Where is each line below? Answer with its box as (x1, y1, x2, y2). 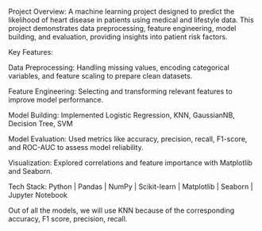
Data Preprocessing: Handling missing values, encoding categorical (8, 63, 230, 72)
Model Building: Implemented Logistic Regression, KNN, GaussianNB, (8, 110, 236, 120)
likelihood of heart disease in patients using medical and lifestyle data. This (8, 15, 254, 25)
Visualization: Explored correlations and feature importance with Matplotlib (8, 158, 252, 167)
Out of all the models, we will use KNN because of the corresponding (8, 206, 235, 215)
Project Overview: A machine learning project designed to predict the (8, 7, 235, 16)
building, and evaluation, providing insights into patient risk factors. (8, 32, 228, 41)
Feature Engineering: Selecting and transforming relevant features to (8, 87, 233, 96)
